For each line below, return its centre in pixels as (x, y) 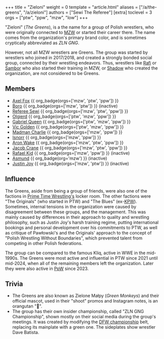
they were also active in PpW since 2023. (47, 269)
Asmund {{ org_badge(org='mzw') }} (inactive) (60, 158)
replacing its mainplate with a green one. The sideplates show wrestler (84, 327)
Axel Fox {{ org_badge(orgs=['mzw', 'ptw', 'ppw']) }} (66, 101)
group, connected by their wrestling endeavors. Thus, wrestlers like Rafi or (81, 63)
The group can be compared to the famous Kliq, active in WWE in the (75, 253)
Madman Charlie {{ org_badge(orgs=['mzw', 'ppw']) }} (67, 132)
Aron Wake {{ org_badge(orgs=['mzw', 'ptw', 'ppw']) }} (68, 142)
